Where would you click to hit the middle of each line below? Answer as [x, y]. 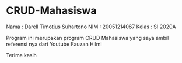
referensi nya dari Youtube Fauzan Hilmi [54, 44]
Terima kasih [21, 55]
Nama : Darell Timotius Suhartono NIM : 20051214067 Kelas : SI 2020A [91, 27]
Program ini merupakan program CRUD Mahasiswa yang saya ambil [87, 38]
